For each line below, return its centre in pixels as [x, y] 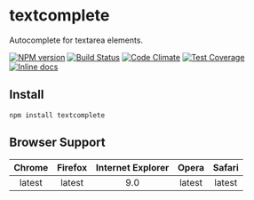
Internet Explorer [133, 167]
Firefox [72, 167]
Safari [226, 167]
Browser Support [58, 143]
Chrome [31, 167]
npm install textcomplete [57, 115]
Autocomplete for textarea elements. [76, 40]
